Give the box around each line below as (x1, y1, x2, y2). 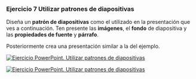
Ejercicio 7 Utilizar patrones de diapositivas (6, 5, 134, 13)
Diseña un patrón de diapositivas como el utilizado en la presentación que (6, 19, 190, 26)
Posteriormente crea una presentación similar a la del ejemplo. (6, 42, 160, 50)
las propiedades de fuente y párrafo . (6, 31, 99, 38)
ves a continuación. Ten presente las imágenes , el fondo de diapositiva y (6, 25, 187, 32)
